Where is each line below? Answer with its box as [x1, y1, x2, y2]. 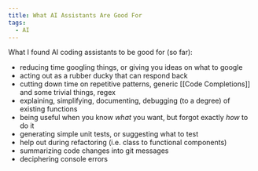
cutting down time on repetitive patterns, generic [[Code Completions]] [19, 79, 250, 89]
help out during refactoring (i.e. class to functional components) [19, 138, 227, 147]
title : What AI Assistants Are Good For [8, 11, 143, 20]
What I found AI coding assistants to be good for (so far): [8, 48, 193, 57]
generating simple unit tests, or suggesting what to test [19, 129, 199, 139]
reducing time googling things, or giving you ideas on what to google [19, 63, 243, 72]
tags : [8, 19, 26, 27]
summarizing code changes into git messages [19, 146, 169, 155]
